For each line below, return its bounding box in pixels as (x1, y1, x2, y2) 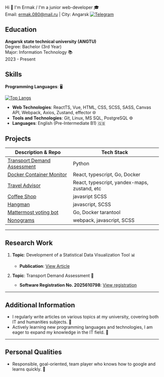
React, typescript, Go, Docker (73, 171, 141, 178)
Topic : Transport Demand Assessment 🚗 (12, 273, 94, 278)
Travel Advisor (7, 182, 41, 189)
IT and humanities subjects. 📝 (12, 319, 72, 325)
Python (73, 160, 89, 167)
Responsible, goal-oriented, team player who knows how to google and (12, 361, 156, 367)
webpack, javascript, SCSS (73, 217, 135, 224)
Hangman (7, 201, 30, 208)
